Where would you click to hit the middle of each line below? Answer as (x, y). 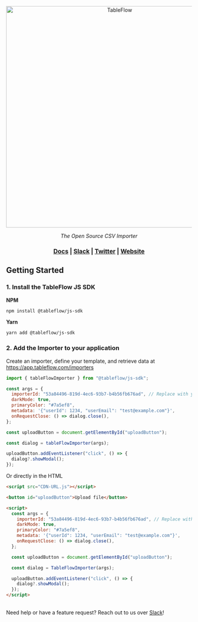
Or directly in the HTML (34, 476)
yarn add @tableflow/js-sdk (41, 333)
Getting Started (35, 270)
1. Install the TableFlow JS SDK (51, 287)
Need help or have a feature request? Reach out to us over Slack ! (85, 613)
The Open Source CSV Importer (99, 236)
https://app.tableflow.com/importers (50, 367)
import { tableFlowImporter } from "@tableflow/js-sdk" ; (77, 378)
